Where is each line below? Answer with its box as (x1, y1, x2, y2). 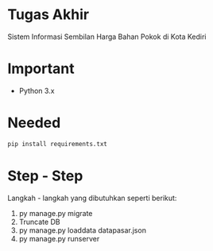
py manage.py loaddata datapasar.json (18, 225, 146, 235)
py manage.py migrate (18, 208, 93, 218)
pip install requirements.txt (7, 140, 108, 148)
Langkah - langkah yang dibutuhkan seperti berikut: (7, 193, 177, 203)
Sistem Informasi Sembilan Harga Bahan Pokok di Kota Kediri (7, 32, 207, 41)
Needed (7, 114, 61, 132)
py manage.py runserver (18, 234, 100, 243)
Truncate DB (18, 217, 60, 226)
